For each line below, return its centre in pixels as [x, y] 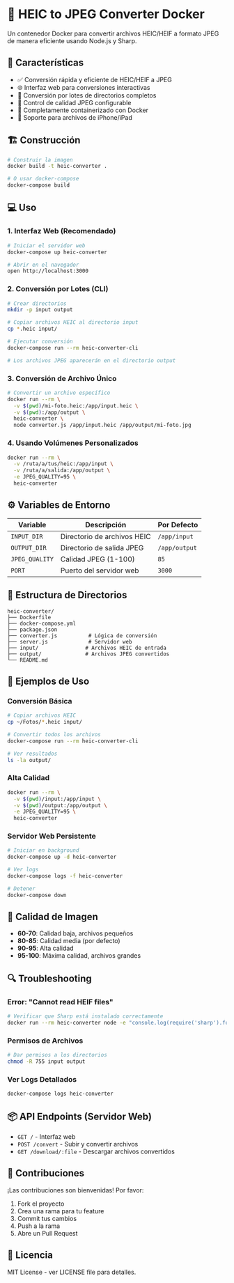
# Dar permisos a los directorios [57, 1055]
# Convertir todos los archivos [54, 734]
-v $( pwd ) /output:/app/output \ [61, 805]
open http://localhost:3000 [48, 271]
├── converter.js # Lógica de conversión [82, 636]
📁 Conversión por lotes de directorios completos [87, 95]
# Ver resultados [32, 754]
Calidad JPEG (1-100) [98, 559]
